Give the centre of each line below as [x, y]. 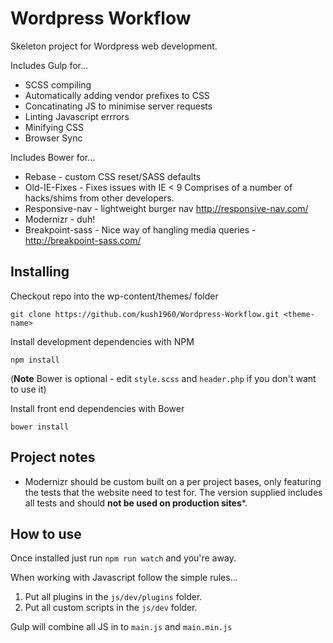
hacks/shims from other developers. [99, 198]
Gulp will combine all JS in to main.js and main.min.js [121, 627]
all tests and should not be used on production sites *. [136, 503]
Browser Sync [53, 138]
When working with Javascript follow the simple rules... [124, 578]
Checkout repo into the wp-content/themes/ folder [114, 296]
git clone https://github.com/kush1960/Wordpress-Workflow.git [145, 314]
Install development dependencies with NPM [102, 341]
